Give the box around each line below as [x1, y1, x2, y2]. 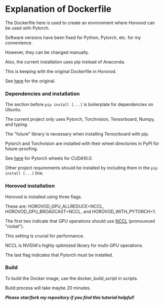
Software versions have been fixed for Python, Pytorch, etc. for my [5, 34, 141, 40]
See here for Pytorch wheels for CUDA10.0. [5, 155, 93, 161]
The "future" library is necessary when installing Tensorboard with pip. [5, 131, 149, 137]
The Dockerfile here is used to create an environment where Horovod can [5, 20, 155, 26]
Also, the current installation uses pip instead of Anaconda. [5, 59, 125, 65]
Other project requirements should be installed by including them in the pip [5, 165, 158, 171]
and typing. [5, 122, 29, 128]
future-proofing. [5, 146, 38, 152]
